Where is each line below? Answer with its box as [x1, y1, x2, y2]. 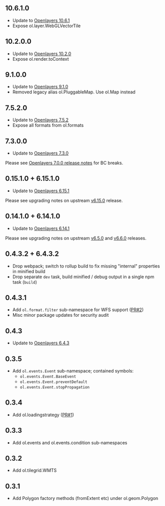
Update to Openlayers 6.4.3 [12, 340, 69, 346]
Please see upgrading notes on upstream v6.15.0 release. [5, 197, 123, 203]
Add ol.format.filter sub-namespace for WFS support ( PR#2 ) [12, 307, 144, 313]
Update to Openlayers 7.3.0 [12, 150, 69, 156]
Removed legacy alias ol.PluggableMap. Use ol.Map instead [12, 89, 136, 95]
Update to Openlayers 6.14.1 [12, 225, 70, 231]
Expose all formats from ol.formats [12, 122, 84, 129]
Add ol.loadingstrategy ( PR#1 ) [12, 412, 74, 418]
